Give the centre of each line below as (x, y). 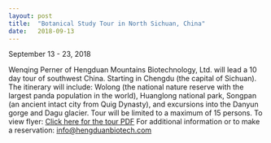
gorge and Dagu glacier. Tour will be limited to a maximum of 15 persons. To (135, 113)
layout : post (31, 16)
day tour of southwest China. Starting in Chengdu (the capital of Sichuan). (133, 79)
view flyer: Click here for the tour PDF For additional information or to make (134, 122)
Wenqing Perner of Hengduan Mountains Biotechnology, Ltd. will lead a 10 (133, 70)
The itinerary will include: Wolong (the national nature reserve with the (126, 87)
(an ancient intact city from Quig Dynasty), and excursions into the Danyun (133, 104)
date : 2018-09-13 (42, 31)
